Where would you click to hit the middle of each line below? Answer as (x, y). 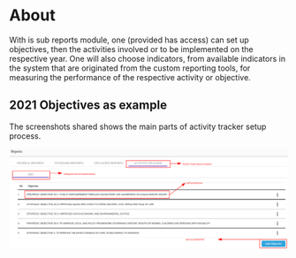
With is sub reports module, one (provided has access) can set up (129, 40)
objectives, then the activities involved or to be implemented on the (131, 49)
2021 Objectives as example (88, 106)
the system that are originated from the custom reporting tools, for (130, 68)
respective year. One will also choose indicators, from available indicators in (147, 58)
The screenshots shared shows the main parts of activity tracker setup (138, 126)
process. (25, 136)
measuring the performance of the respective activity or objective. (130, 77)
